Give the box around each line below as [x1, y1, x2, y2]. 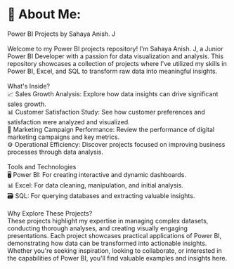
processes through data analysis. [7, 147, 104, 156]
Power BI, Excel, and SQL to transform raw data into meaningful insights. [7, 67, 218, 75]
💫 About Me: [7, 6, 82, 22]
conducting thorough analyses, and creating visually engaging [7, 224, 188, 232]
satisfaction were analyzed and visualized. [7, 117, 130, 126]
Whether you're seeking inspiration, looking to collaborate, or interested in [7, 246, 223, 255]
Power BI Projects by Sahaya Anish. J [7, 29, 116, 38]
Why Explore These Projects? [7, 209, 93, 217]
